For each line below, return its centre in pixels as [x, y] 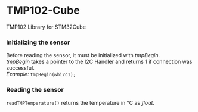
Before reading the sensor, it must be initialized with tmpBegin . [83, 55]
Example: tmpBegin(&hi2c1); [41, 74]
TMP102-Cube [43, 10]
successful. [20, 68]
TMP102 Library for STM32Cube [46, 27]
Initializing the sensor [38, 42]
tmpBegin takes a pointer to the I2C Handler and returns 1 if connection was [99, 62]
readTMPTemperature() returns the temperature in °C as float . [81, 102]
